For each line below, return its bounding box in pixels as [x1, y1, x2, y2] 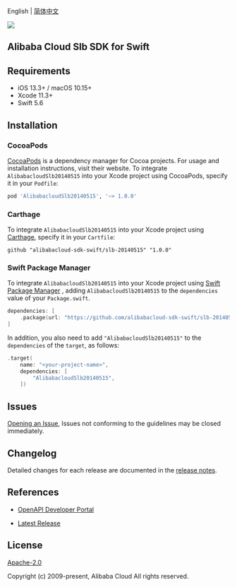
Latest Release [17, 518, 61, 527]
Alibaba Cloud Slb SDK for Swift [7, 41, 150, 53]
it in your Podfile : [7, 179, 59, 187]
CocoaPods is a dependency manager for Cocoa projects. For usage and [7, 156, 220, 165]
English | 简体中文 [7, 7, 59, 15]
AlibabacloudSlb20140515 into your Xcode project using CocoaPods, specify [7, 171, 228, 179]
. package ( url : [20, 314, 61, 321]
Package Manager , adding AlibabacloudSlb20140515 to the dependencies [7, 286, 219, 295]
